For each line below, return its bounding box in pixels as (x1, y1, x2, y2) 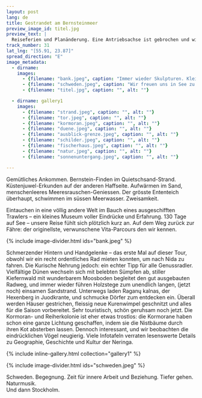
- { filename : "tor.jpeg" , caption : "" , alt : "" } (22, 115, 147, 121)
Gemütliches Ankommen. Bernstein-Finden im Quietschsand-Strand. (6, 176, 176, 183)
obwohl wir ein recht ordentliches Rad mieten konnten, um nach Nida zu (6, 255, 185, 262)
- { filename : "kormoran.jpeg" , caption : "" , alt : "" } (22, 120, 161, 126)
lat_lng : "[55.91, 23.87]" (6, 48, 74, 54)
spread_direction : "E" (6, 54, 63, 60)
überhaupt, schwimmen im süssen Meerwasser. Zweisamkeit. (6, 195, 159, 202)
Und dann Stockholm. (6, 386, 60, 393)
